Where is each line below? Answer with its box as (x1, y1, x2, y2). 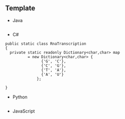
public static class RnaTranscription (5, 41, 86, 46)
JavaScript (12, 108, 35, 114)
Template (5, 4, 36, 13)
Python (12, 94, 28, 100)
